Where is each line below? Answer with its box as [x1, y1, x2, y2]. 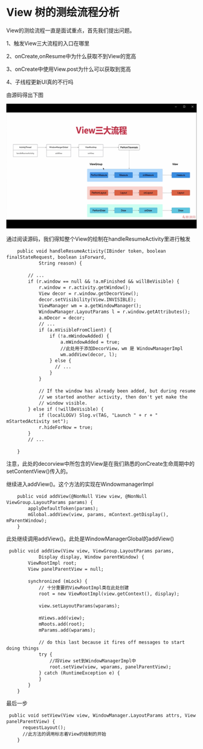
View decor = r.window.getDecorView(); [38, 291, 139, 297]
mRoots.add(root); [38, 621, 85, 628]
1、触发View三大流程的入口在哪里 [6, 39, 90, 47]
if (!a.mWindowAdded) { [49, 333, 110, 340]
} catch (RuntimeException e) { [38, 670, 120, 676]
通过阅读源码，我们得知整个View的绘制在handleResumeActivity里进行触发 [6, 235, 191, 243]
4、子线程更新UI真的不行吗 [6, 78, 74, 86]
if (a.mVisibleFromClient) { [38, 327, 112, 334]
